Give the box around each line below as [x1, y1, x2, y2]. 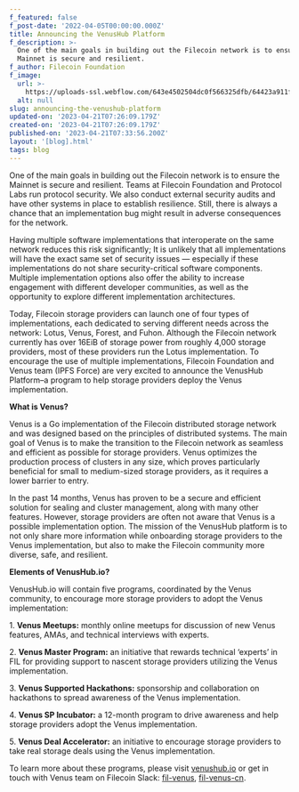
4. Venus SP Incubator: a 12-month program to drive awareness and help [9, 709, 279, 720]
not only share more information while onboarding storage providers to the [9, 530, 283, 541]
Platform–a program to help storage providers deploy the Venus [9, 375, 243, 385]
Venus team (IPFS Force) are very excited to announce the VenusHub [9, 365, 264, 376]
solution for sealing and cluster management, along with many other [9, 502, 260, 513]
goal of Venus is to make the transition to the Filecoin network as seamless [9, 437, 284, 448]
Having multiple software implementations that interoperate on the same [9, 234, 274, 245]
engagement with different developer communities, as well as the [9, 281, 249, 292]
